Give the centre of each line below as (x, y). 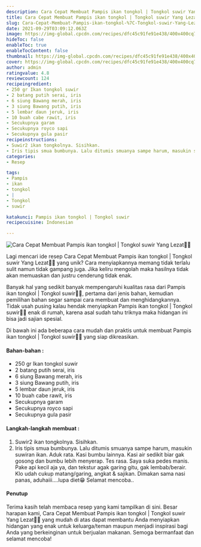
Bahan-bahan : (25, 350)
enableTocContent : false (37, 51)
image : (14, 34)
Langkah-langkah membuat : (43, 428)
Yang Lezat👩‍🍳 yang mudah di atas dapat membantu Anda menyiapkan (93, 519)
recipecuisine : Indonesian (40, 223)
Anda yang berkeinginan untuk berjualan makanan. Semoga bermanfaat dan (100, 532)
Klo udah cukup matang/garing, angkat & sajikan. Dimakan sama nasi (100, 473)
